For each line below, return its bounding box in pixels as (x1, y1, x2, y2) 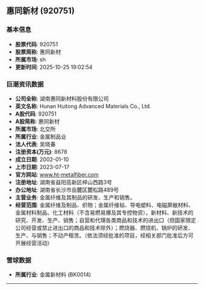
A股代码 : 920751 (15, 110, 56, 117)
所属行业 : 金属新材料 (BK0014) (15, 271, 91, 278)
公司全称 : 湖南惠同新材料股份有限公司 (15, 95, 109, 102)
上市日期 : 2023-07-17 (15, 163, 70, 170)
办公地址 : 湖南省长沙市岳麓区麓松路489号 (15, 186, 120, 193)
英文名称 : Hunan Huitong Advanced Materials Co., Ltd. (15, 102, 152, 109)
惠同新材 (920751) (6, 5, 75, 16)
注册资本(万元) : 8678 (15, 148, 68, 155)
